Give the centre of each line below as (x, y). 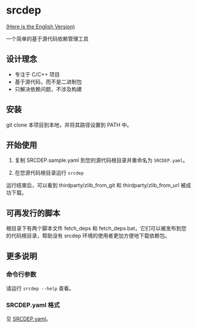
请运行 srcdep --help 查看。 (40, 288)
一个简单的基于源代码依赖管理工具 (47, 38)
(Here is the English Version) (41, 26)
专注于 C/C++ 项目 (37, 74)
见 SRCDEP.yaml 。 (29, 319)
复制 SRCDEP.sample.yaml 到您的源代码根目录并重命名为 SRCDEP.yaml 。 (101, 160)
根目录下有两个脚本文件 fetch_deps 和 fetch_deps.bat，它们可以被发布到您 (96, 228)
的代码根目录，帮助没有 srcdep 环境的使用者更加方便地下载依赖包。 (88, 236)
